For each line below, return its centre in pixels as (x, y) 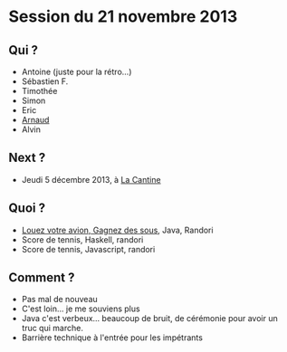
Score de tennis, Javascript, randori (88, 249)
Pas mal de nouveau (60, 300)
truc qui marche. (52, 328)
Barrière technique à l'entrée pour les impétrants (112, 338)
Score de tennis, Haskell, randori (82, 239)
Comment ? (42, 278)
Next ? (27, 158)
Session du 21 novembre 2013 (123, 17)
